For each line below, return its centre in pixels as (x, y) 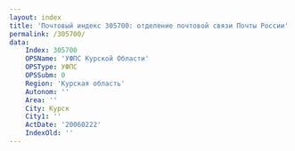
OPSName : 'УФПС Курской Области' (87, 59)
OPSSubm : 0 (45, 75)
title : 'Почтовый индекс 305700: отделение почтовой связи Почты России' (149, 26)
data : (19, 42)
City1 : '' (44, 116)
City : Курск (47, 108)
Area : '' (41, 100)
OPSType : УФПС (51, 68)
